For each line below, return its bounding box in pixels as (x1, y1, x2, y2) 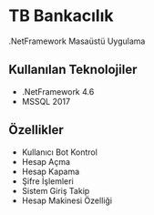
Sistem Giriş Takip (21, 185, 90, 196)
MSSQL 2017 (21, 96, 70, 107)
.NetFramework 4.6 (21, 86, 95, 97)
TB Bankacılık (8, 5, 115, 26)
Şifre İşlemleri (21, 175, 74, 187)
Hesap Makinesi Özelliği (21, 195, 113, 206)
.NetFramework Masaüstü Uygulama (8, 36, 146, 46)
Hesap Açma (21, 156, 70, 167)
